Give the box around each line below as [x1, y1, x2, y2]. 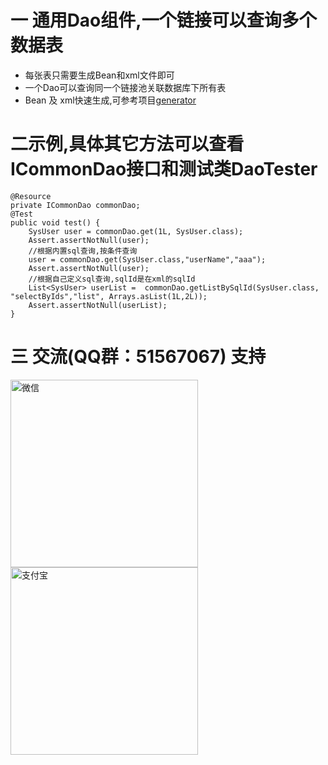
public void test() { [10, 217, 101, 228]
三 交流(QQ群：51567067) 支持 [10, 346, 267, 368]
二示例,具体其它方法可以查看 [10, 133, 245, 156]
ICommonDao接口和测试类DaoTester [10, 158, 318, 181]
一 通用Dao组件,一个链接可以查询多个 [10, 9, 317, 32]
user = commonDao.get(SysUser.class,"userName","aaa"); [28, 254, 267, 265]
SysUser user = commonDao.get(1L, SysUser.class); [28, 226, 244, 236]
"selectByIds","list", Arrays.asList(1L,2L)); [10, 291, 208, 301]
